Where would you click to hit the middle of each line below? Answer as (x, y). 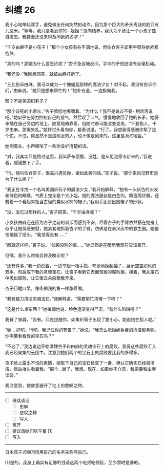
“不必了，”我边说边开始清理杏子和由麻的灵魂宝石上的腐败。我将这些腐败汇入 (81, 346)
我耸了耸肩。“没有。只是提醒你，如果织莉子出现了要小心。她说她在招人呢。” (81, 319)
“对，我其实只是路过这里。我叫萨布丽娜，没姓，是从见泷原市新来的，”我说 (79, 156)
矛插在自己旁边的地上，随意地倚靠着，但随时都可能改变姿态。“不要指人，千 (81, 123)
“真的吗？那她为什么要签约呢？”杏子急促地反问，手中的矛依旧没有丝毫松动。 (82, 64)
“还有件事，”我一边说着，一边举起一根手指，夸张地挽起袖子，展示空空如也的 (81, 266)
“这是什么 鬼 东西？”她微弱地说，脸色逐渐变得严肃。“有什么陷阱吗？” (73, 309)
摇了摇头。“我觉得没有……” (40, 235)
